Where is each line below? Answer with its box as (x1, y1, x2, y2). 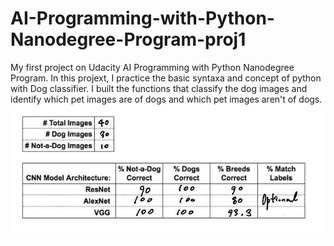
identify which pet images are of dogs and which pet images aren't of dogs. (10, 93, 323, 105)
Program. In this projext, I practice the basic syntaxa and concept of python (10, 72, 322, 84)
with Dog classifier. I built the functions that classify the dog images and (10, 82, 308, 94)
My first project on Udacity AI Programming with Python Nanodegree (10, 61, 295, 73)
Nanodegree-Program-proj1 (10, 28, 247, 51)
